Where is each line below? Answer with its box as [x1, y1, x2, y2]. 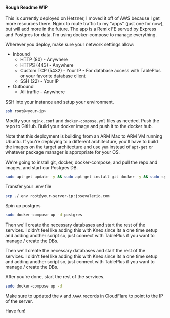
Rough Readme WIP [5, 4, 48, 10]
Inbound [12, 51, 30, 57]
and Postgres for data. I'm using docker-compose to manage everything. [5, 31, 157, 38]
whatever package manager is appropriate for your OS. [5, 149, 120, 155]
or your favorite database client [20, 73, 86, 79]
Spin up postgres [5, 202, 41, 208]
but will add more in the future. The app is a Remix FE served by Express [5, 26, 157, 33]
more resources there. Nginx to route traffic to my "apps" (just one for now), [5, 21, 164, 27]
